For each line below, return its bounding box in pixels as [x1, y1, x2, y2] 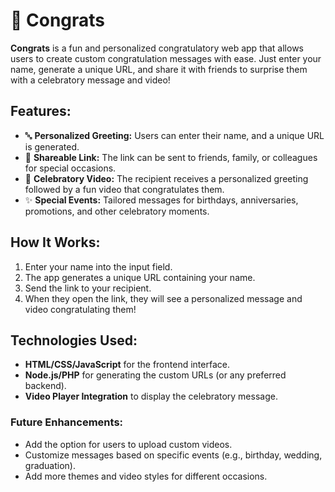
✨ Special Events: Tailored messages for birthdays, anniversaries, [24, 194, 299, 206]
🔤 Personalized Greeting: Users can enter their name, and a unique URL [24, 129, 325, 141]
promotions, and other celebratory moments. [24, 205, 210, 217]
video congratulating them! [24, 303, 137, 315]
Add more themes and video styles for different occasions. [24, 470, 268, 482]
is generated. [24, 140, 80, 153]
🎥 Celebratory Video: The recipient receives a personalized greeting [24, 172, 309, 184]
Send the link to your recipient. [24, 282, 152, 294]
